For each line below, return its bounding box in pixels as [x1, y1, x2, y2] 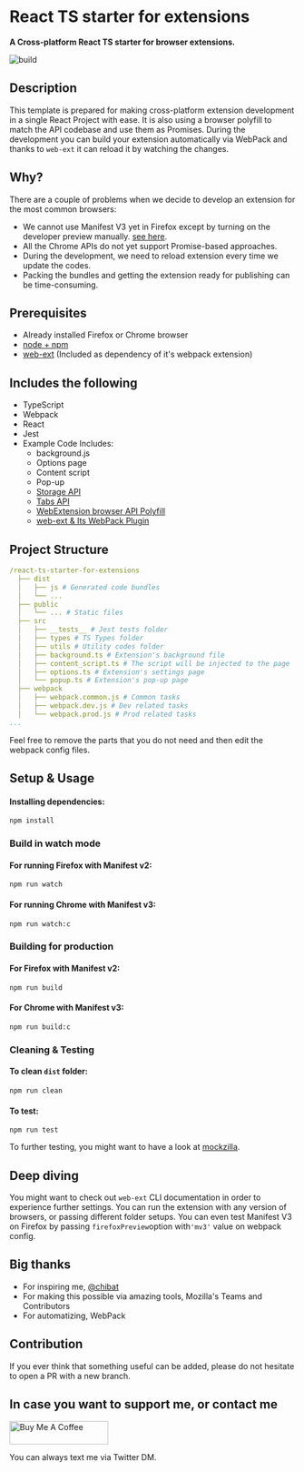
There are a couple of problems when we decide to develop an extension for [9, 194, 296, 205]
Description [9, 80, 77, 96]
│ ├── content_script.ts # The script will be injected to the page [17, 659, 290, 668]
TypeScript [22, 399, 64, 410]
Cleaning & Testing [9, 1044, 95, 1056]
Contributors [22, 1300, 71, 1311]
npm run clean [9, 1086, 64, 1095]
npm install [9, 816, 54, 825]
